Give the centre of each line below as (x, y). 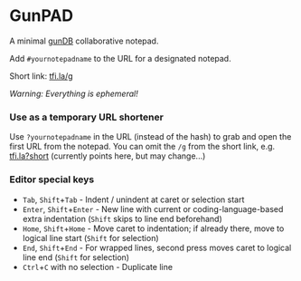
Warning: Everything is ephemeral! (74, 93)
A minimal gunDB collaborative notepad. (84, 41)
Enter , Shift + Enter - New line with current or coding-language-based (153, 208)
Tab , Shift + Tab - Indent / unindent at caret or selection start (133, 199)
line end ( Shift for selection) (75, 257)
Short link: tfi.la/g (42, 76)
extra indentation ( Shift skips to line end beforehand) (122, 218)
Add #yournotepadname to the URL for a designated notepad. (121, 58)
